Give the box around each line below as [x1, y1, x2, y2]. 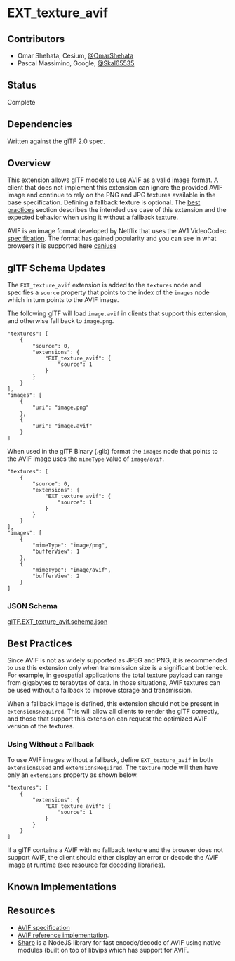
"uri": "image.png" [32, 404, 90, 412]
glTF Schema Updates [7, 262, 107, 274]
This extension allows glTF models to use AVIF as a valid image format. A [7, 176, 219, 184]
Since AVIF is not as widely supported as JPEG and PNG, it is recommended [7, 656, 227, 665]
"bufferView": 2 [32, 573, 80, 580]
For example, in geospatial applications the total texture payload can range [7, 671, 223, 679]
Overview [7, 157, 51, 169]
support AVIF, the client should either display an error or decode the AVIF [7, 853, 219, 861]
